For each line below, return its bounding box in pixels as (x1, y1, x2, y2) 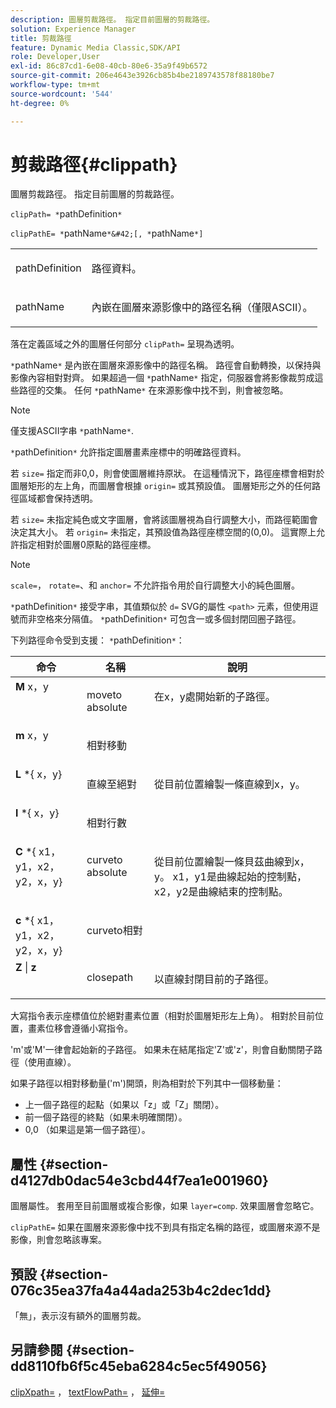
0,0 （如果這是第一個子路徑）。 (24, 1124, 151, 1136)
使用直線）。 (27, 1056, 77, 1068)
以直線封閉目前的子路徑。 (154, 972, 275, 986)
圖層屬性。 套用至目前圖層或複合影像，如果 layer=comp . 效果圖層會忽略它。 (10, 1200, 320, 1212)
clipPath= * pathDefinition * (10, 208, 123, 220)
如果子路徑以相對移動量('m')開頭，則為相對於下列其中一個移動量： (10, 1077, 284, 1090)
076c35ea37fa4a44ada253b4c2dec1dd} (10, 1282, 272, 1299)
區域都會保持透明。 (18, 492, 98, 505)
